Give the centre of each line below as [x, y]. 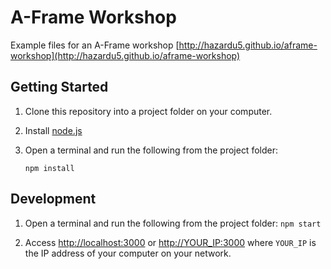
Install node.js [53, 130]
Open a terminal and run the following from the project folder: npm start [173, 223]
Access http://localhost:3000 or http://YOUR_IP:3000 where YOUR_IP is [170, 242]
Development [53, 199]
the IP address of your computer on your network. [128, 253]
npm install [49, 168]
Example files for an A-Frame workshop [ [95, 45]
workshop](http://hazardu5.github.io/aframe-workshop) [125, 55]
